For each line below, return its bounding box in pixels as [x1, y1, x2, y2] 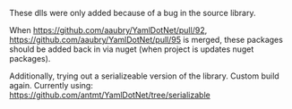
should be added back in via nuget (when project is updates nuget [9, 44, 254, 54]
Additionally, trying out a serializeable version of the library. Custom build [9, 71, 279, 81]
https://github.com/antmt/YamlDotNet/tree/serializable [9, 89, 210, 100]
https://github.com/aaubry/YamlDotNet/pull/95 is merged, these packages [9, 35, 284, 45]
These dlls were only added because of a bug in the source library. [9, 8, 256, 18]
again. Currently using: [9, 80, 94, 90]
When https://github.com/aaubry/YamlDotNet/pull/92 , [9, 25, 208, 35]
